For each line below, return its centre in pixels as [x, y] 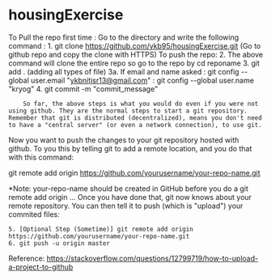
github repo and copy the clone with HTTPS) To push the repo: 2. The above [136, 54]
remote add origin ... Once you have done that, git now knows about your [130, 197]
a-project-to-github [41, 267]
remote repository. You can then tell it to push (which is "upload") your [126, 206]
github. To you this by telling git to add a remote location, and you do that [130, 148]
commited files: [34, 214]
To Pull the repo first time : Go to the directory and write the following [124, 37]
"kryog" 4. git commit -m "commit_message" [83, 89]
